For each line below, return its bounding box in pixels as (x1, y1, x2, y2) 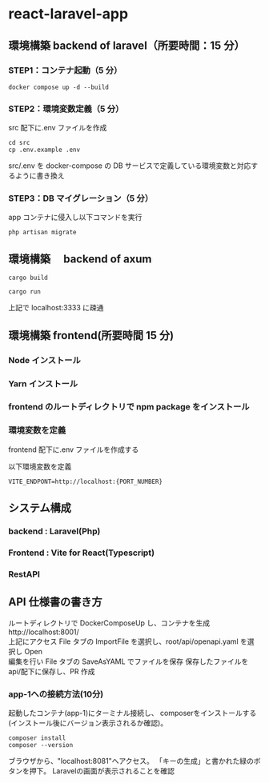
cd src (8, 139, 30, 147)
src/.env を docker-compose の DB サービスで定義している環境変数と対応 (8, 161, 251, 170)
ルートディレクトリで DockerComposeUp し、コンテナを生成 (8, 617, 211, 628)
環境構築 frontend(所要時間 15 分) (8, 329, 175, 342)
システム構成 (8, 501, 72, 515)
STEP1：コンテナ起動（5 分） (8, 65, 122, 76)
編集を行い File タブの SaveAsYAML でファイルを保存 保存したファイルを (8, 657, 249, 666)
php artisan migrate (8, 229, 78, 237)
